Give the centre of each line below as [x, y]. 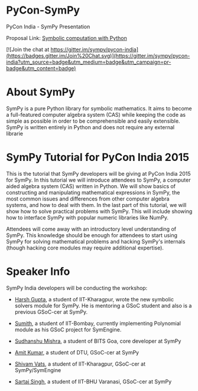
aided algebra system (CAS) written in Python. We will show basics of [91, 186]
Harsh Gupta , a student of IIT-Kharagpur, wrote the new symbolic [94, 299]
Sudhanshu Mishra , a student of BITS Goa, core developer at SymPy [98, 341]
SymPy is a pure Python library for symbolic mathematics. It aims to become [99, 108]
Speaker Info [38, 271]
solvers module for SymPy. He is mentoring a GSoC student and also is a [103, 305]
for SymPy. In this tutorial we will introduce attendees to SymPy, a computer [98, 180]
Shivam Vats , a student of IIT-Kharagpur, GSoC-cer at [80, 364]
